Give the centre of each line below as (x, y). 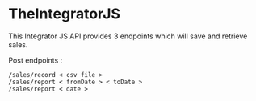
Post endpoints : (36, 60)
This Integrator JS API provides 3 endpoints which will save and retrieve (128, 36)
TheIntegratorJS (65, 14)
